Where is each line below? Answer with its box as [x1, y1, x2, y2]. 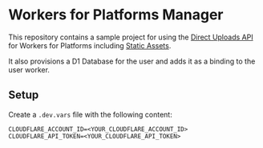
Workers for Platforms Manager [8, 6, 224, 24]
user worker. [8, 64, 51, 74]
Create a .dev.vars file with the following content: [8, 109, 172, 119]
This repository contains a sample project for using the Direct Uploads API [8, 32, 254, 42]
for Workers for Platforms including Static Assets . [8, 40, 172, 50]
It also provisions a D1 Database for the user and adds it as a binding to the [8, 56, 256, 66]
